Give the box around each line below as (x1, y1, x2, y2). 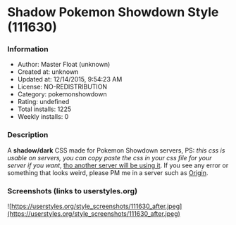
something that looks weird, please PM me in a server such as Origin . (7, 168, 209, 176)
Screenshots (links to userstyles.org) (7, 186, 138, 195)
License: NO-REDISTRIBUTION (17, 82, 108, 91)
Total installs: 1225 (17, 105, 72, 113)
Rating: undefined (17, 98, 70, 106)
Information (7, 44, 49, 54)
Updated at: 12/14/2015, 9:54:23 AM (17, 75, 123, 84)
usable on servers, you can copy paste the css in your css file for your (7, 153, 213, 162)
